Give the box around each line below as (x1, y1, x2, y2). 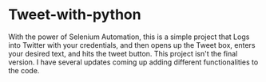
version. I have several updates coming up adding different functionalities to (8, 57, 259, 67)
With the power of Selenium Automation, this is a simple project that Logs (8, 32, 250, 41)
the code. (8, 65, 40, 75)
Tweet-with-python (8, 6, 141, 24)
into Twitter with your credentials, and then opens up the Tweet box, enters (8, 40, 256, 49)
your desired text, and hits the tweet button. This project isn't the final (8, 49, 238, 58)
